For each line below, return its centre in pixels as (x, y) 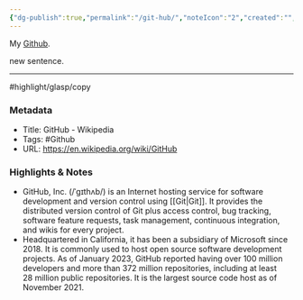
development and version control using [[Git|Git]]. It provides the (142, 201)
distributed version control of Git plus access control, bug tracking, (147, 211)
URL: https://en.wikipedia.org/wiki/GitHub (100, 149)
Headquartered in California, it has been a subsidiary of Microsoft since (155, 240)
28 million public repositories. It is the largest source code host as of (150, 278)
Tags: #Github (49, 139)
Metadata (31, 110)
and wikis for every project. (73, 230)
